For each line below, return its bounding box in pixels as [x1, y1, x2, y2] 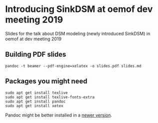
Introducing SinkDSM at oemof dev [5, 3, 153, 15]
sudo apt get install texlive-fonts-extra [5, 95, 95, 100]
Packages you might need [5, 77, 88, 86]
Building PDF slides [5, 50, 66, 59]
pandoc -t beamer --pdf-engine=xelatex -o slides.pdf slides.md [5, 63, 142, 68]
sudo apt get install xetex [5, 103, 64, 108]
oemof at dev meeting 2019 [5, 36, 62, 42]
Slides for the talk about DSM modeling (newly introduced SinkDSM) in [5, 30, 151, 36]
